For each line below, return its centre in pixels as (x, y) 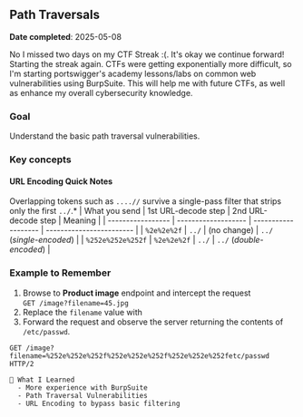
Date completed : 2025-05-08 (66, 36)
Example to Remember (60, 273)
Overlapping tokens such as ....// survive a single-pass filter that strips (146, 201)
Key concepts (40, 160)
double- (249, 240)
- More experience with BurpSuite (83, 388)
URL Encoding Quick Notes (61, 181)
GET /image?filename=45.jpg (75, 303)
